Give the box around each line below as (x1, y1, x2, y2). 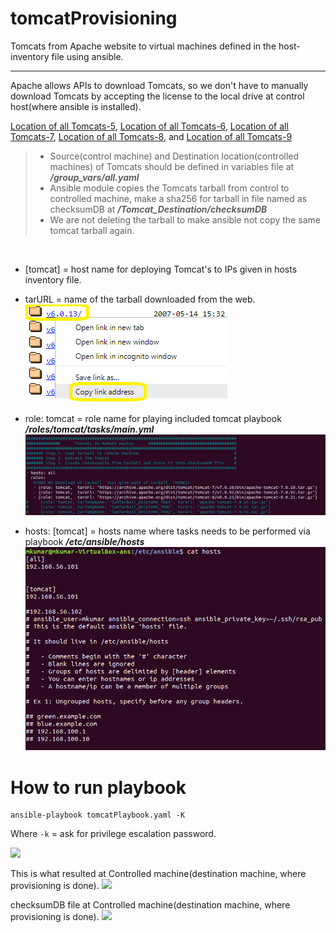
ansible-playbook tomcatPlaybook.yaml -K (10, 810, 186, 821)
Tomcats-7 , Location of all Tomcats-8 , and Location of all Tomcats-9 (10, 130, 293, 142)
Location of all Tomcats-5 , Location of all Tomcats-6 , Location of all (10, 120, 289, 132)
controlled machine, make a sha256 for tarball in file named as (49, 192, 307, 204)
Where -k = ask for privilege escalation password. (10, 828, 217, 840)
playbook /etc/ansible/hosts (24, 535, 145, 547)
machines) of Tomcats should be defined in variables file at (49, 160, 295, 172)
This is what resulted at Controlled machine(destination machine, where (10, 868, 307, 880)
